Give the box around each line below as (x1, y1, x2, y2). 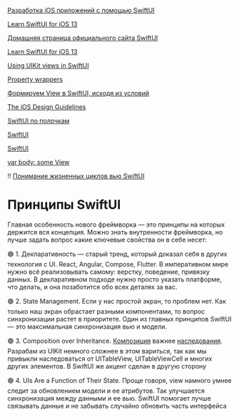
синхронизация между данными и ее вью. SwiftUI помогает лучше (7, 393, 212, 402)
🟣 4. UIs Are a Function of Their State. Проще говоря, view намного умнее (7, 376, 232, 384)
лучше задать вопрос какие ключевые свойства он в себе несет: (7, 235, 207, 244)
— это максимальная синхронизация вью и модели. (7, 322, 168, 331)
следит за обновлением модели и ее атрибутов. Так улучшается (7, 386, 205, 395)
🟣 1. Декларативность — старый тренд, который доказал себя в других (7, 249, 228, 258)
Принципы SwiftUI (7, 197, 121, 213)
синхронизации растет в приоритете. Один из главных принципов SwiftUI (7, 314, 232, 323)
